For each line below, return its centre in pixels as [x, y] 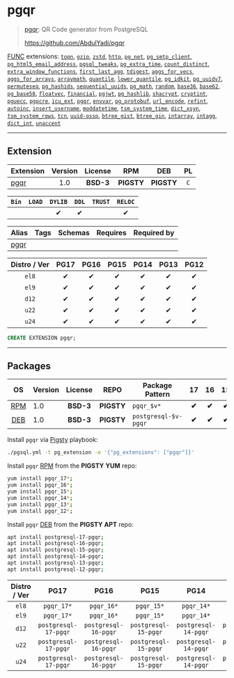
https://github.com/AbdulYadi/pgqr [75, 42]
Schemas [74, 232]
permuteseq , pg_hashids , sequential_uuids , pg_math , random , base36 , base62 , [114, 86]
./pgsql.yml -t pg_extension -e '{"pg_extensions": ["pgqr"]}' [101, 452]
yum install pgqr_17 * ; [40, 479]
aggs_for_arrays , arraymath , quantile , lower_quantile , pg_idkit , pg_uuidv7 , [115, 78]
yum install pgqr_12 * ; [40, 511]
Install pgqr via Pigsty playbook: [53, 440]
